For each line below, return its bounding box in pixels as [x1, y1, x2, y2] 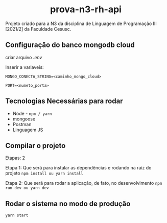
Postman [12, 121, 32, 127]
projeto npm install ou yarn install [5, 170, 83, 177]
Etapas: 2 [5, 155, 26, 161]
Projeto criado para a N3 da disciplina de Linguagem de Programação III [5, 20, 157, 27]
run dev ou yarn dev [5, 185, 50, 191]
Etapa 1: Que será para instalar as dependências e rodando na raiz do [5, 165, 152, 171]
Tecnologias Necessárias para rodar [5, 97, 123, 106]
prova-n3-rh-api [50, 4, 122, 15]
